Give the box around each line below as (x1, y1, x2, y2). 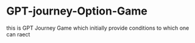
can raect (6, 30, 30, 38)
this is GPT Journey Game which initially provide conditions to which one (6, 24, 190, 31)
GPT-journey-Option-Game (6, 4, 148, 18)
